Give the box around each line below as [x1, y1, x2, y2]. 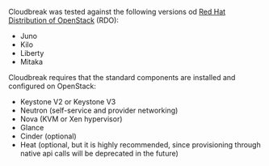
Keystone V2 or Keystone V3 [19, 97, 116, 106]
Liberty [19, 49, 44, 57]
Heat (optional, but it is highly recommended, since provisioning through [19, 140, 261, 149]
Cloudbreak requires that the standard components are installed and [8, 73, 236, 82]
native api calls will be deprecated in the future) [19, 149, 179, 158]
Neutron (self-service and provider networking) [19, 105, 179, 115]
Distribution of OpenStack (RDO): [8, 15, 120, 25]
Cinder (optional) [19, 131, 77, 141]
